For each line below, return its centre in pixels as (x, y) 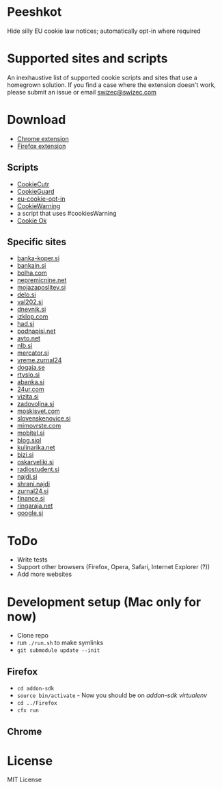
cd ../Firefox (37, 703)
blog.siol (29, 440)
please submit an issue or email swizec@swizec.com (82, 92)
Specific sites (37, 242)
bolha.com (32, 273)
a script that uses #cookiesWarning (67, 213)
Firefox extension (41, 146)
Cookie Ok (32, 221)
